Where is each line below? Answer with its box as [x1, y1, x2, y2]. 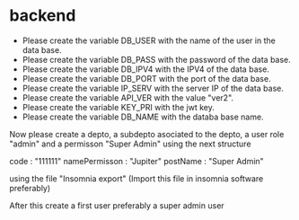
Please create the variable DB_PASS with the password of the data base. [22, 54, 292, 65]
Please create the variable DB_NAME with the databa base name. [22, 111, 264, 122]
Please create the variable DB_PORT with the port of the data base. [22, 73, 271, 84]
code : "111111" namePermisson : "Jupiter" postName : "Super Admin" [9, 155, 265, 166]
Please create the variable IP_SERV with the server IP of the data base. [22, 83, 285, 93]
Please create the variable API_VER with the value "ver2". [22, 92, 234, 103]
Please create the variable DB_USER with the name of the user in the [22, 35, 276, 46]
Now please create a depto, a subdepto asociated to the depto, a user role [9, 128, 285, 139]
